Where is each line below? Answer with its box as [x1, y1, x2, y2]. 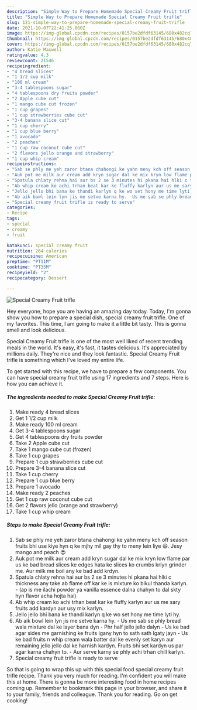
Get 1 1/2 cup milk [15, 414, 58, 422]
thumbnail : [6, 36, 33, 42]
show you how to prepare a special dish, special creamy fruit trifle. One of [6, 314, 185, 321]
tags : [6, 216, 20, 221]
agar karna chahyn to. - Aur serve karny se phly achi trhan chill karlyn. [15, 648, 185, 655]
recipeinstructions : [6, 161, 57, 167]
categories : [6, 204, 36, 211]
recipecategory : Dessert [6, 275, 67, 281]
